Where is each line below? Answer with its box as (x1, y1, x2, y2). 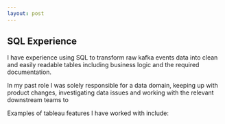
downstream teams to (7, 96, 69, 104)
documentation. (7, 68, 52, 76)
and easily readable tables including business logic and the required (7, 61, 200, 69)
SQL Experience (7, 36, 78, 47)
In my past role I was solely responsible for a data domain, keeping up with (7, 82, 218, 90)
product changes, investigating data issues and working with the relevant (7, 88, 214, 97)
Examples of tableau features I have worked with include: (7, 109, 169, 117)
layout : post (7, 10, 45, 17)
